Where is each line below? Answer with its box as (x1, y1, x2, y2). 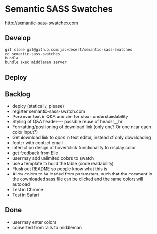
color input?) (12, 129, 38, 135)
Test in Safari (12, 192, 39, 198)
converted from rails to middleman (12, 224, 82, 230)
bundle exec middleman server (5, 60, 67, 65)
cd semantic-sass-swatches (5, 51, 60, 56)
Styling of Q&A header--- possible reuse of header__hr (12, 118, 123, 124)
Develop (5, 34, 31, 42)
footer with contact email (12, 139, 63, 146)
